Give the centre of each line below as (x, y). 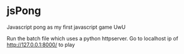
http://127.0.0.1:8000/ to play (41, 45)
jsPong (24, 11)
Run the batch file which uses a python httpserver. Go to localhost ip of (92, 38)
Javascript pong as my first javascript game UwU (66, 27)
